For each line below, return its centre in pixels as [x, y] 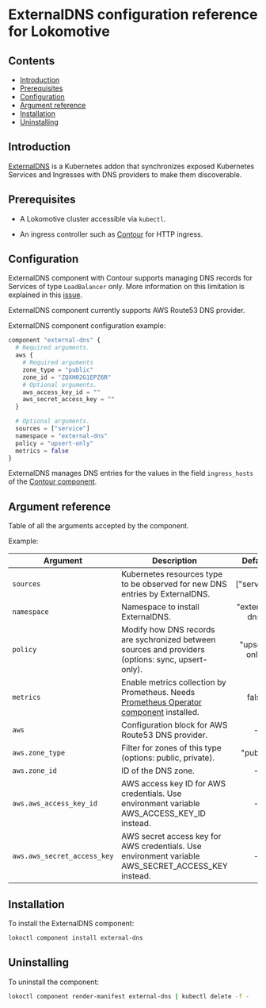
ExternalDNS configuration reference [133, 15]
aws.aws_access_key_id [55, 803]
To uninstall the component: [54, 982]
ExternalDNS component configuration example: [87, 326]
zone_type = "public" [58, 370]
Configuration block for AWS [175, 725]
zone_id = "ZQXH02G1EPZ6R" [67, 377]
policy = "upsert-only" [54, 443]
